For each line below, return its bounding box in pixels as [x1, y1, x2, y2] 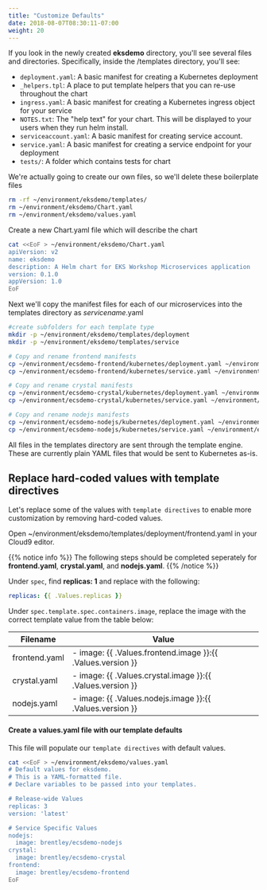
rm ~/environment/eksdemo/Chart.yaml [8, 204, 133, 212]
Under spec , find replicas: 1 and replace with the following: [8, 576, 200, 586]
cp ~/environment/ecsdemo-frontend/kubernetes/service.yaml [8, 367, 212, 375]
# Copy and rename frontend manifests [8, 352, 137, 361]
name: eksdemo [8, 256, 56, 263]
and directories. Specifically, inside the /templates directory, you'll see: [8, 57, 241, 66]
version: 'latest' [8, 810, 69, 818]
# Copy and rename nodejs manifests [8, 411, 130, 419]
